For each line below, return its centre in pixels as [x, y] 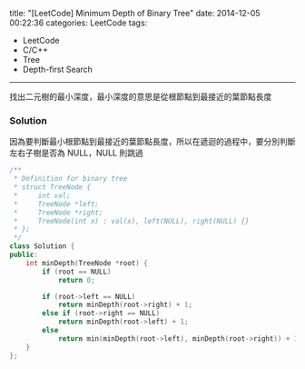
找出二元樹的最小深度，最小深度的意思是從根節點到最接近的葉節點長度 [141, 96]
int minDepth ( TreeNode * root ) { [87, 263]
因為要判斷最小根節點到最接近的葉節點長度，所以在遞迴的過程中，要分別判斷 [152, 142]
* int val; [42, 195]
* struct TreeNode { [52, 187]
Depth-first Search [58, 69]
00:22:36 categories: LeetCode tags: [79, 23]
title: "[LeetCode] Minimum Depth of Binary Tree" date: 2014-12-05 [135, 13]
